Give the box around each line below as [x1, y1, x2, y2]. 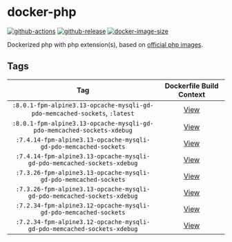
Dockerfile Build [164, 81, 219, 91]
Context [178, 89, 206, 99]
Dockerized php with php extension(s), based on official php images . [7, 40, 204, 48]
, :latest [106, 108, 135, 118]
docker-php [7, 4, 77, 20]
